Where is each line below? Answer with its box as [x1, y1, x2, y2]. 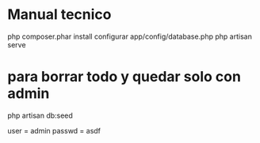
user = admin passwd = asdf [7, 126, 101, 135]
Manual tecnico [7, 6, 112, 24]
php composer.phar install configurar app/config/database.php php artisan [7, 32, 253, 41]
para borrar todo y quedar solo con [7, 68, 241, 86]
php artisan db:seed [7, 111, 73, 120]
